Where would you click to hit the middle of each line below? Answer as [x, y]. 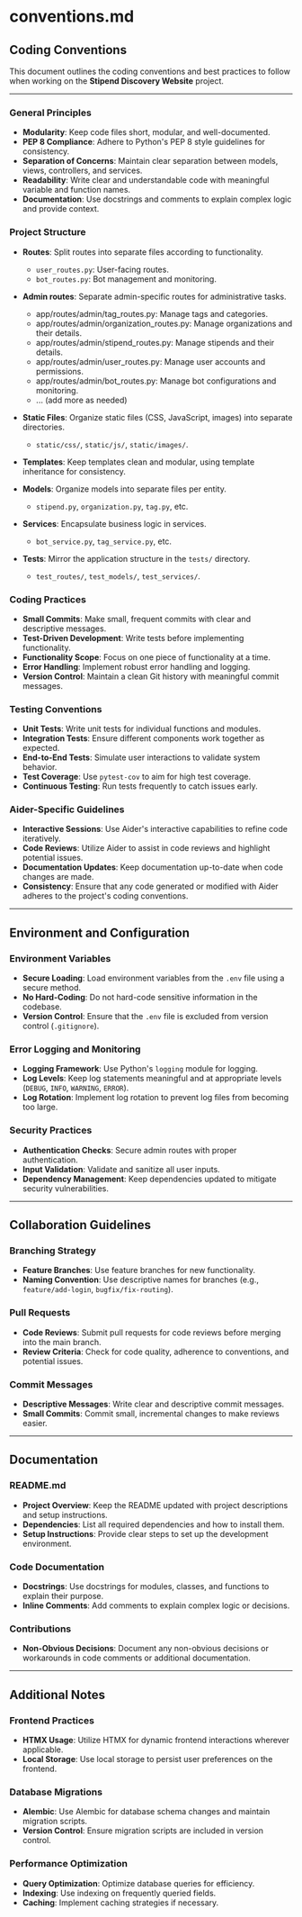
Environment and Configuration [100, 932]
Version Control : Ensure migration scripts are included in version [142, 1831]
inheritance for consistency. [74, 471]
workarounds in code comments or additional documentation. [137, 1658]
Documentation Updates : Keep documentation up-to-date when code [152, 867]
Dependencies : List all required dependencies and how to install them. [153, 1524]
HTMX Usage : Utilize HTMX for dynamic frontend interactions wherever [156, 1741]
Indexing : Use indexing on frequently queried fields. [119, 1893]
